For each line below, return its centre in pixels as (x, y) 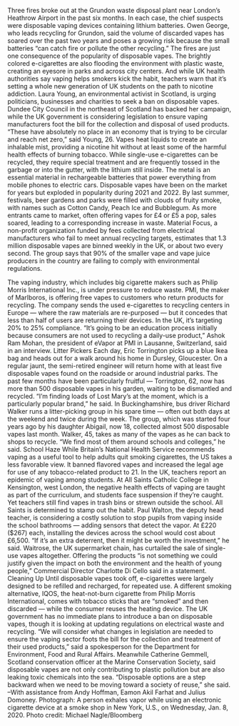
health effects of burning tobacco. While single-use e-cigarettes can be (113, 154)
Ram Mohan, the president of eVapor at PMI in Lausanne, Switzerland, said (117, 343)
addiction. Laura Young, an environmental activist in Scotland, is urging (112, 94)
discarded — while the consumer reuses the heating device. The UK (108, 609)
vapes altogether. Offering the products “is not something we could (118, 556)
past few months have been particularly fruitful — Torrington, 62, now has (116, 381)
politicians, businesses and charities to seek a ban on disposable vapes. (113, 101)
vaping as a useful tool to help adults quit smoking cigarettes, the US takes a (120, 457)
